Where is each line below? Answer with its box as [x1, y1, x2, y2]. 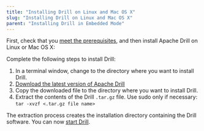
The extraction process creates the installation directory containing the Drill [6, 111, 197, 119]
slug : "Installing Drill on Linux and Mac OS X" [6, 15, 133, 21]
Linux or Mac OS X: [6, 43, 55, 51]
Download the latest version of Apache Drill [15, 80, 125, 88]
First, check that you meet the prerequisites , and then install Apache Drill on [6, 37, 198, 45]
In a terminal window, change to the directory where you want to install [15, 67, 194, 75]
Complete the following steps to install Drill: [6, 56, 116, 63]
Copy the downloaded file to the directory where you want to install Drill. [15, 87, 198, 94]
